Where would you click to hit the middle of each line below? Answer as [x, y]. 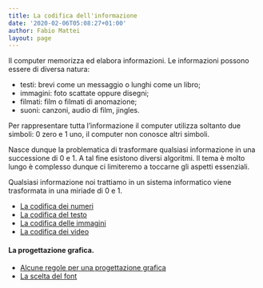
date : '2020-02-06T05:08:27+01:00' [68, 23]
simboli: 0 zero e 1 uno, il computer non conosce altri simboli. [109, 134]
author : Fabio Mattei [44, 30]
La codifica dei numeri [57, 206]
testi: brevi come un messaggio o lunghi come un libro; [110, 85]
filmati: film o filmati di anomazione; [78, 102]
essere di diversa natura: [49, 70]
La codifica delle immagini [63, 223]
